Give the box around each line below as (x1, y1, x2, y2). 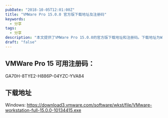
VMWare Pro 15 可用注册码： (5, 59, 95, 68)
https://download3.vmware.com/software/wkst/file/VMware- (26, 102, 152, 108)
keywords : (5, 16, 26, 21)
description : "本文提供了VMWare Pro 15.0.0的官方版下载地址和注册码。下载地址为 (5, 35, 160, 40)
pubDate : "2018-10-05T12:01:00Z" (5, 7, 75, 12)
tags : (5, 26, 16, 31)
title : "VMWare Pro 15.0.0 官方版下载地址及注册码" (5, 12, 107, 17)
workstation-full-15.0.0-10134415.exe (5, 108, 81, 114)
